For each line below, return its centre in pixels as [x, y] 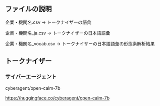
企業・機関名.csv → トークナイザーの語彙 [48, 22]
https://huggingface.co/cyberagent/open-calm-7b [58, 98]
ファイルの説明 [29, 9]
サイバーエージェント [31, 77]
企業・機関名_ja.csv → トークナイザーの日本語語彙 [58, 33]
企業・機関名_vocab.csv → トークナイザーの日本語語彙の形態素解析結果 [80, 43]
